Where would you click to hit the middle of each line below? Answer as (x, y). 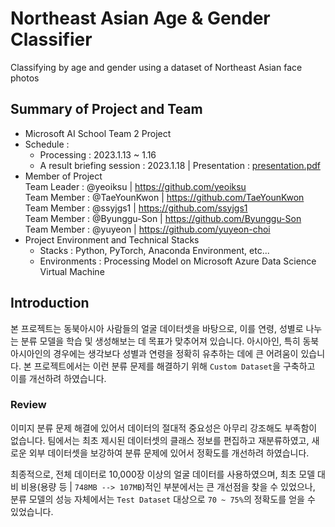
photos (25, 78)
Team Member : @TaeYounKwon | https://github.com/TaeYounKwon (164, 197)
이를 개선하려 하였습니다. (58, 378)
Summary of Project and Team (106, 109)
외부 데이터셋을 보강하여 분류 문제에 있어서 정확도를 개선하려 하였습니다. (169, 453)
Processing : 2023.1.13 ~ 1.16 (98, 154)
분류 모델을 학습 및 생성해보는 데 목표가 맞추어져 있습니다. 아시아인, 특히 (160, 341)
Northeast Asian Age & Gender (140, 18)
